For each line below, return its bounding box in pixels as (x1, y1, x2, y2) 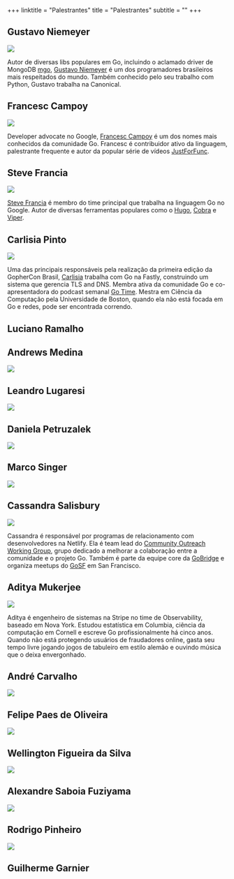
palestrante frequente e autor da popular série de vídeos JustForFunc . (7, 147, 210, 155)
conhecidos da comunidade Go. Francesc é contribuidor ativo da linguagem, (7, 139, 228, 147)
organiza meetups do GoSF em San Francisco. (7, 561, 141, 569)
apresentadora (7, 288, 50, 296)
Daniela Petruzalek (7, 423, 92, 435)
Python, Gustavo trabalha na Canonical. (7, 80, 122, 88)
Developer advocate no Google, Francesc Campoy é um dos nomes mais (7, 132, 218, 140)
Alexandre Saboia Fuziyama (7, 785, 131, 797)
